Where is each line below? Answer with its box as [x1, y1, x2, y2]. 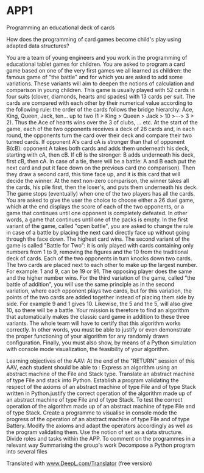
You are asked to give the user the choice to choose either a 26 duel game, [6, 196, 195, 204]
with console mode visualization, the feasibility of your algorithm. [6, 345, 169, 352]
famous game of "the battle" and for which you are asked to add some [6, 73, 183, 80]
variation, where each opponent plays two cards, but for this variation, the [6, 287, 192, 294]
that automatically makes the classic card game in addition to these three [6, 313, 190, 320]
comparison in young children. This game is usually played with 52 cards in [6, 86, 195, 93]
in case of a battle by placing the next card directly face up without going [6, 229, 190, 236]
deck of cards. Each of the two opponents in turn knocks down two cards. [6, 254, 192, 262]
